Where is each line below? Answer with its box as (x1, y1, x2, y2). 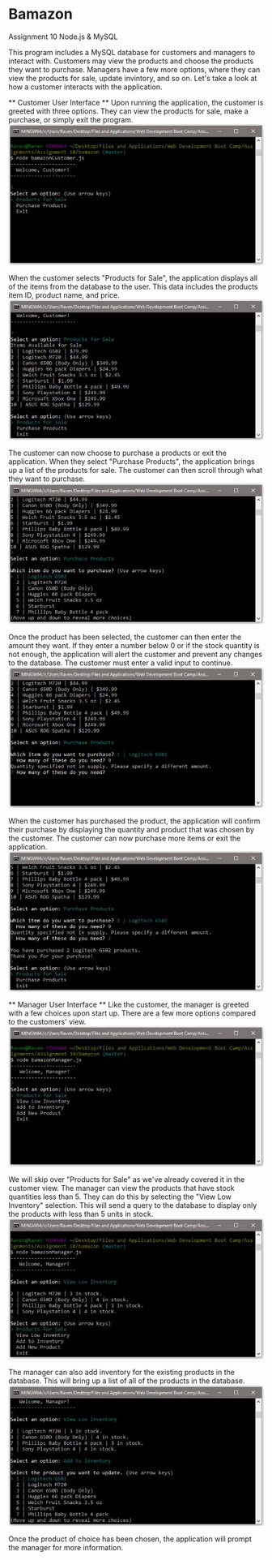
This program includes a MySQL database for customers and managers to (8, 47, 256, 57)
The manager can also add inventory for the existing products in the (8, 1368, 235, 1377)
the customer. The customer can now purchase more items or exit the (8, 833, 241, 843)
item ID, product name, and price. (8, 290, 120, 300)
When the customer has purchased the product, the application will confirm (8, 816, 261, 826)
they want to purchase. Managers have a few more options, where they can (8, 64, 261, 74)
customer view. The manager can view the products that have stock (8, 1184, 235, 1193)
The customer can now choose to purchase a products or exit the (8, 448, 227, 458)
